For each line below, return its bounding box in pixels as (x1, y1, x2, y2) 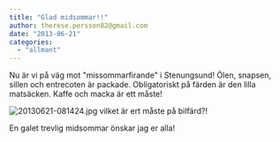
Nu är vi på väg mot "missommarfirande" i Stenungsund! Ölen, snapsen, (9, 70, 272, 80)
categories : (9, 37, 53, 47)
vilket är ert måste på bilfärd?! (99, 106, 208, 116)
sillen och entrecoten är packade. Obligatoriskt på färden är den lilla (9, 79, 256, 90)
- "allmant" (17, 46, 62, 55)
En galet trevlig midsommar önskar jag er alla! (9, 123, 175, 133)
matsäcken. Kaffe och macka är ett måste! (9, 89, 163, 100)
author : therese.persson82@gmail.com (9, 21, 148, 30)
